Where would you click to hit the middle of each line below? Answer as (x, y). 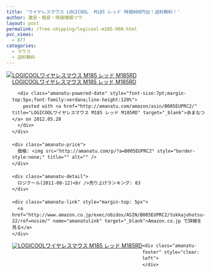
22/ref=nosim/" (31, 221)
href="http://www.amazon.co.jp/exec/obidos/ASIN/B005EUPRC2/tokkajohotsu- (109, 215)
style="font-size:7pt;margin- (148, 94)
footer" (152, 252)
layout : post (23, 23)
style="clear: (182, 252)
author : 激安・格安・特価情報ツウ (44, 18)
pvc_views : (20, 35)
